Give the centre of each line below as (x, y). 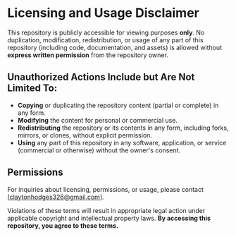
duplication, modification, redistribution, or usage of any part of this (105, 39)
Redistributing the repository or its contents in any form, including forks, (123, 128)
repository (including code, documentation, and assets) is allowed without (115, 47)
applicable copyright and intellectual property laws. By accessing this (109, 218)
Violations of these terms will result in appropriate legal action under (106, 210)
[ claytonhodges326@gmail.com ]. (56, 197)
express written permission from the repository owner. (88, 55)
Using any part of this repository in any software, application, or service (122, 142)
